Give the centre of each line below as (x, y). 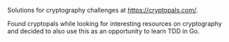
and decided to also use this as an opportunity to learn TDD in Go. (104, 31)
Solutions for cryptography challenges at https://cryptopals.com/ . (102, 10)
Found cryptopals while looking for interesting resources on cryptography (115, 23)
